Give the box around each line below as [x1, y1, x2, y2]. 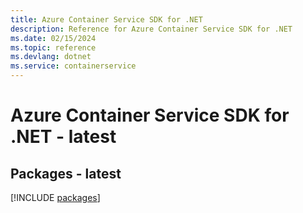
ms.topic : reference [10, 42, 97, 53]
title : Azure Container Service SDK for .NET [10, 14, 203, 25]
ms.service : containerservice [10, 61, 137, 71]
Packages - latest [10, 165, 122, 182]
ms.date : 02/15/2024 [10, 33, 97, 43]
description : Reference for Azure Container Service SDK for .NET [10, 24, 293, 34]
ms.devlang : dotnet [10, 52, 92, 62]
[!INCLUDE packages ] [10, 192, 101, 203]
